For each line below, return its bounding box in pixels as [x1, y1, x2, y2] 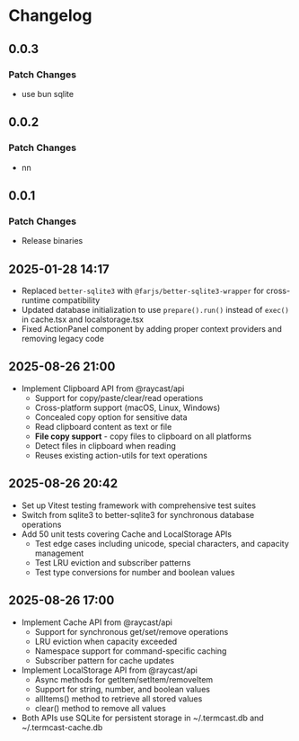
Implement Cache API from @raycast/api [21, 617, 172, 628]
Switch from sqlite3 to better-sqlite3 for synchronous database [21, 509, 255, 520]
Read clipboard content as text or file [34, 421, 172, 432]
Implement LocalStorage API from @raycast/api [21, 665, 198, 675]
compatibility [51, 295, 101, 306]
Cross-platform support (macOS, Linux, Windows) [34, 402, 221, 413]
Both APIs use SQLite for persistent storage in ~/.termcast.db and [21, 712, 264, 723]
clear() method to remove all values [34, 702, 167, 713]
